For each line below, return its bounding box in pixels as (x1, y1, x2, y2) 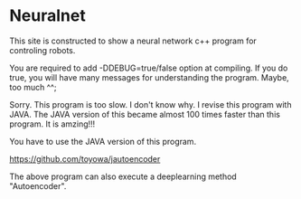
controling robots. (9, 44, 76, 55)
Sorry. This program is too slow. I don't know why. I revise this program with (9, 99, 292, 109)
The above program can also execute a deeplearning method (9, 171, 237, 182)
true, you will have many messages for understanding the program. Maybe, (9, 71, 289, 82)
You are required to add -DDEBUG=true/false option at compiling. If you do (9, 62, 288, 73)
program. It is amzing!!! (9, 118, 96, 129)
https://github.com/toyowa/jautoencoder (9, 153, 161, 164)
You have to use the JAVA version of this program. (9, 136, 197, 147)
